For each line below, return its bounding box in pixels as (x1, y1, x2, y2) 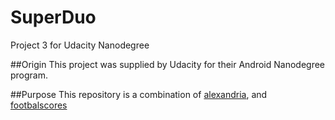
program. (10, 69, 49, 81)
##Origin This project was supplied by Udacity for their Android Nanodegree (10, 58, 326, 70)
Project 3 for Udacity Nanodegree (10, 39, 150, 51)
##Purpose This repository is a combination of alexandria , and (10, 88, 268, 100)
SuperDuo (10, 6, 97, 29)
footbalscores (10, 99, 68, 111)
